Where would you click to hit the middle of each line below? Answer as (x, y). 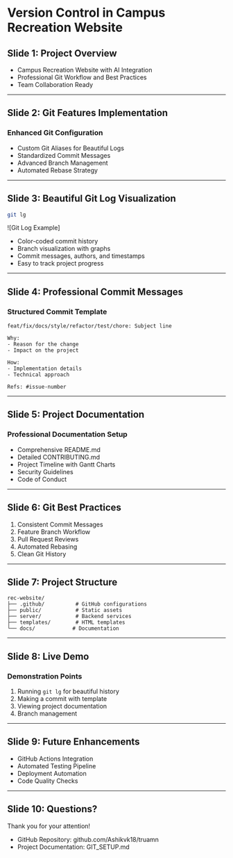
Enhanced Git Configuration (55, 133)
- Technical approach (38, 375)
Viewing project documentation (62, 706)
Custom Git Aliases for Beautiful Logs (71, 148)
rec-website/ (26, 598)
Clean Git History (42, 553)
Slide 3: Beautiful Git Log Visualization (92, 199)
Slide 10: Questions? (52, 809)
